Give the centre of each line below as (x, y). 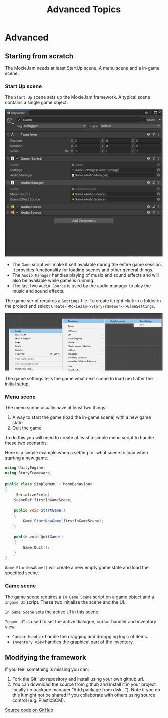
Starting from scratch (39, 56)
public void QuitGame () (39, 537)
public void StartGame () (40, 510)
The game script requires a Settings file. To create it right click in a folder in (83, 301)
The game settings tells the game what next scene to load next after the (79, 379)
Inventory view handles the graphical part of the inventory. (73, 642)
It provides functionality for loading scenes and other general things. (83, 270)
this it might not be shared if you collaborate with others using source (84, 695)
